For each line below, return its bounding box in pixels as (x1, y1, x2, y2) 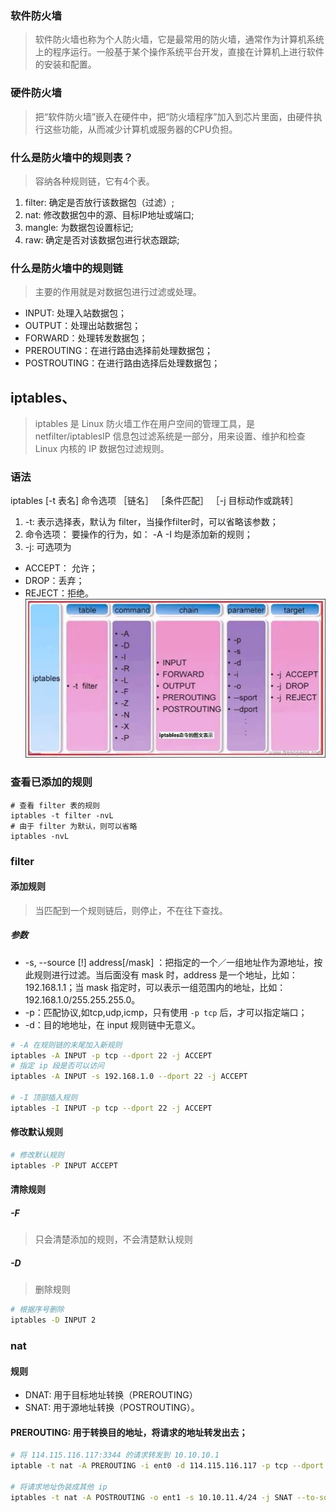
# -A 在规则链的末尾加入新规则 (10, 1040, 123, 1050)
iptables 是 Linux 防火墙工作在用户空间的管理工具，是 (34, 418, 256, 429)
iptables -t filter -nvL (10, 810, 114, 821)
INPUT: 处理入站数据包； (24, 307, 127, 319)
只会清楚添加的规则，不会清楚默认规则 (34, 1233, 193, 1246)
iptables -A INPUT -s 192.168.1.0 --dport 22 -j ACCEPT (10, 1072, 248, 1082)
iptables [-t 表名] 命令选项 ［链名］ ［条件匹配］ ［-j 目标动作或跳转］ (10, 495, 299, 507)
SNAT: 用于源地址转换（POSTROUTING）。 (24, 1402, 200, 1414)
